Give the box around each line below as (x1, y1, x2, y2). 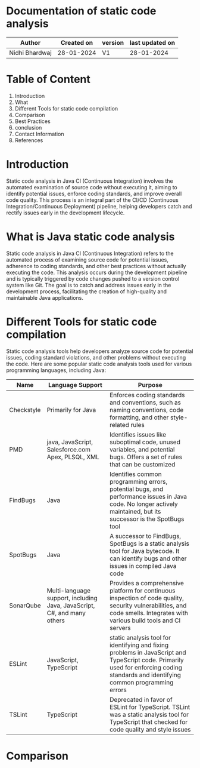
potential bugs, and (109, 485, 164, 493)
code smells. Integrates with (109, 609, 189, 617)
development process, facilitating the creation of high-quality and (6, 288, 167, 295)
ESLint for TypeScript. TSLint (109, 703, 190, 711)
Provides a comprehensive (109, 579, 185, 587)
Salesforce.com (46, 445, 91, 453)
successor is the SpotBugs (109, 515, 185, 523)
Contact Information (14, 130, 64, 137)
